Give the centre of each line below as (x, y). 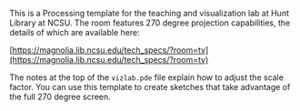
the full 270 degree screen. (60, 96)
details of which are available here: (75, 32)
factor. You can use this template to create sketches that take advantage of (150, 87)
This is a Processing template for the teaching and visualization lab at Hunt (149, 13)
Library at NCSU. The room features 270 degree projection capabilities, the (150, 23)
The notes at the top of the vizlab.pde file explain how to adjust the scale (147, 77)
